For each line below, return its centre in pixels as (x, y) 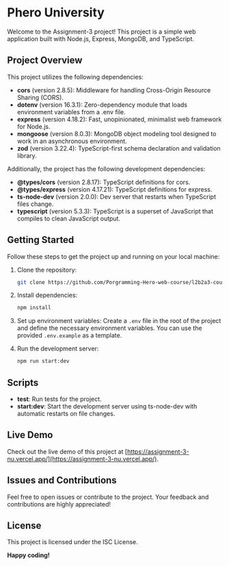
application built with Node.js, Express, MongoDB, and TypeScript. (101, 38)
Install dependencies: (47, 295)
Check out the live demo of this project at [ (67, 451)
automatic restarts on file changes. (66, 413)
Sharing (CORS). (40, 97)
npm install (34, 308)
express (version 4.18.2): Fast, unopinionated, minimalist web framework (119, 119)
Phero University (56, 13)
